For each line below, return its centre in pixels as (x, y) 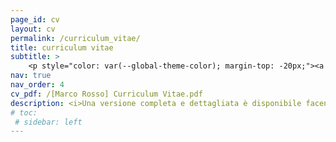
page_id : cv (35, 19)
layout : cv (33, 29)
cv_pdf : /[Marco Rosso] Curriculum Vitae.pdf (106, 94)
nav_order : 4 (37, 85)
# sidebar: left (48, 122)
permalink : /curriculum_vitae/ (75, 38)
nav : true (31, 76)
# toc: (24, 112)
